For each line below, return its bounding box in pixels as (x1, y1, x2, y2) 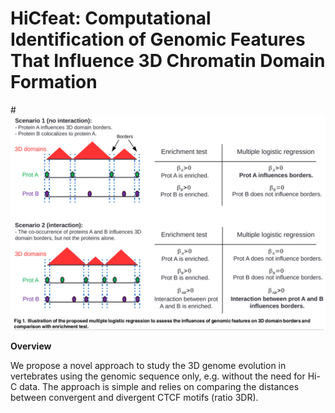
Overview (10, 340, 52, 352)
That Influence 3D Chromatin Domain (10, 50, 326, 72)
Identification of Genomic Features (10, 28, 306, 51)
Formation (10, 71, 98, 94)
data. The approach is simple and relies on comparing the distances (19, 381, 300, 393)
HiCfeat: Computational (10, 7, 212, 30)
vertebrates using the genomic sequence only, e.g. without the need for (10, 370, 306, 382)
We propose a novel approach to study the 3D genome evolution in (10, 360, 287, 372)
